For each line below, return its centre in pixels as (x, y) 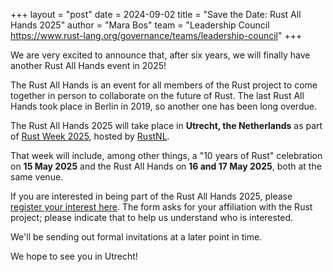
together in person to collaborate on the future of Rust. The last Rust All (157, 95)
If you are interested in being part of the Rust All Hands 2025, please (151, 196)
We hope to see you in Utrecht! (74, 256)
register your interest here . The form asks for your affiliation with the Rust (161, 207)
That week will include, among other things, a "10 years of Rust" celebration (166, 155)
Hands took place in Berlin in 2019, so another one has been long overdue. (163, 106)
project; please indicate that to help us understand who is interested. (152, 217)
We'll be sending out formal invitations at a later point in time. (136, 237)
